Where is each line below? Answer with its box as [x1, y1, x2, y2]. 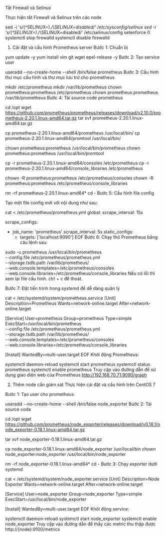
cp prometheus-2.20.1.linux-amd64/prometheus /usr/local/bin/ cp [5, 130, 140, 136]
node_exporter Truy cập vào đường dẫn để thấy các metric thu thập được [5, 521, 156, 527]
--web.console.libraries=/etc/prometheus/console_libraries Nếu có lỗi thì [5, 270, 156, 276]
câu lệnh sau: [19, 239, 48, 245]
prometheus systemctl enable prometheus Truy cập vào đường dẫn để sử [5, 366, 156, 372]
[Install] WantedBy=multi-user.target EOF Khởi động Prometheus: [5, 351, 139, 357]
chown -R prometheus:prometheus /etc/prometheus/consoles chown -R [5, 175, 154, 181]
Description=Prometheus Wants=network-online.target [5, 300, 118, 306]
